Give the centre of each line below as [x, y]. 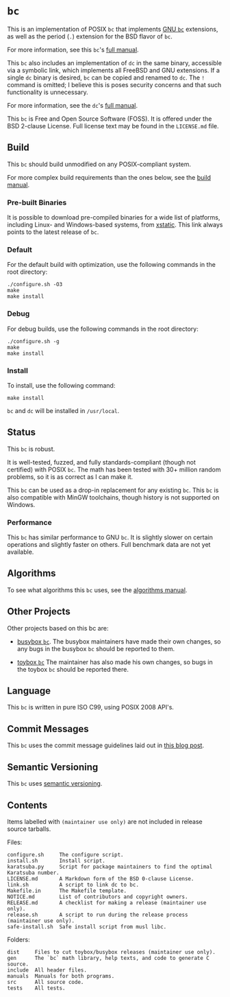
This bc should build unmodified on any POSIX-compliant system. [99, 164]
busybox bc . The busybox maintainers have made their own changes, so [119, 641]
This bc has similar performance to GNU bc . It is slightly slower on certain [110, 537]
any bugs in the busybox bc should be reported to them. [96, 648]
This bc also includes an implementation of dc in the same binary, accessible [115, 62]
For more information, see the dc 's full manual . [73, 105]
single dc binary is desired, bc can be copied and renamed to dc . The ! [106, 78]
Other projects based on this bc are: [58, 628]
